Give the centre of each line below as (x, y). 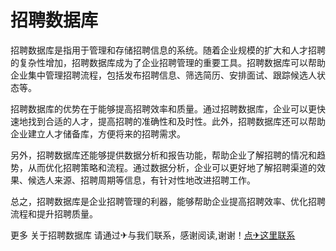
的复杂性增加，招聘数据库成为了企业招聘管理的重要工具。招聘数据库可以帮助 (168, 62)
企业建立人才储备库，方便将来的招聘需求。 (98, 133)
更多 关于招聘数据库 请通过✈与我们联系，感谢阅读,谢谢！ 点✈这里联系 (153, 235)
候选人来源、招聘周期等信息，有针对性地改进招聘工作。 (141, 180)
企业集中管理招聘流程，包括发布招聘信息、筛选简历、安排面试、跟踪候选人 (163, 75)
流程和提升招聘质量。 (54, 213)
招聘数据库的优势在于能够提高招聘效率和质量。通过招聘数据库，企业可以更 (163, 108)
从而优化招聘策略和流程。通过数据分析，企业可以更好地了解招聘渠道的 (172, 167)
